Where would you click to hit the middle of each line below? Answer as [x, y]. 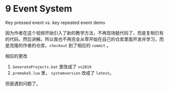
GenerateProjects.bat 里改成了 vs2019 [52, 66]
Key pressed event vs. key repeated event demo [55, 22]
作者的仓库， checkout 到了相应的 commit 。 [67, 45]
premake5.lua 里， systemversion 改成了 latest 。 [63, 72]
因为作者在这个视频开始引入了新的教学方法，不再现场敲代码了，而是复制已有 [84, 32]
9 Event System [39, 9]
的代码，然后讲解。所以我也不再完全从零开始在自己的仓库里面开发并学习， [82, 39]
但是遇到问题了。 [23, 83]
